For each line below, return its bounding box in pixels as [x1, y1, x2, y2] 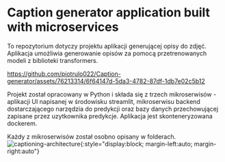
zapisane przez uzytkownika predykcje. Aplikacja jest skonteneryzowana [7, 111, 213, 120]
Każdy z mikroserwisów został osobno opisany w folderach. [7, 132, 176, 141]
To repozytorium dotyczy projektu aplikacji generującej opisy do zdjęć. [7, 42, 207, 50]
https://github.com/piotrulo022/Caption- [7, 70, 121, 78]
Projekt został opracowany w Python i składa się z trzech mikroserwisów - [7, 90, 217, 98]
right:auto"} [7, 147, 40, 155]
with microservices [7, 19, 119, 35]
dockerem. [7, 119, 38, 127]
